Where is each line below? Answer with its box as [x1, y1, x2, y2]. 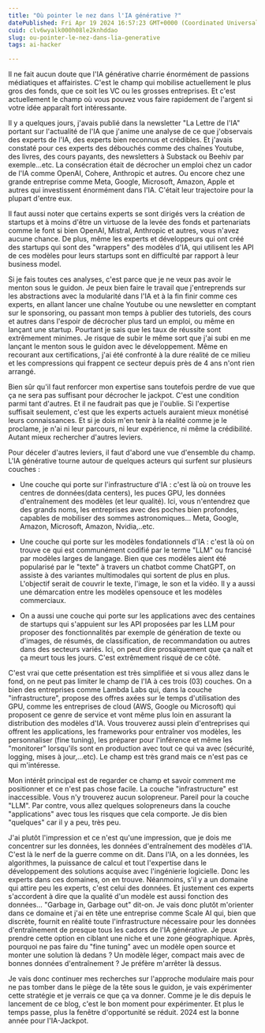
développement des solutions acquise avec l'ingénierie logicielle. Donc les [8, 866, 250, 876]
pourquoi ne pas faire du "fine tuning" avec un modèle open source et [8, 942, 236, 952]
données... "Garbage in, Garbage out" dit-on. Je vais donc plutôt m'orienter [8, 900, 254, 910]
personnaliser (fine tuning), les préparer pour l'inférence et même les [8, 735, 233, 745]
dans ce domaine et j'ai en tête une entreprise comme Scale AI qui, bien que [8, 908, 256, 918]
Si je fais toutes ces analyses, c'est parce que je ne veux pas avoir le [8, 275, 231, 284]
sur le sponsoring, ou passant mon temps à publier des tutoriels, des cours [8, 309, 252, 318]
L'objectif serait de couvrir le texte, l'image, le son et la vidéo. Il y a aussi [19, 579, 256, 589]
